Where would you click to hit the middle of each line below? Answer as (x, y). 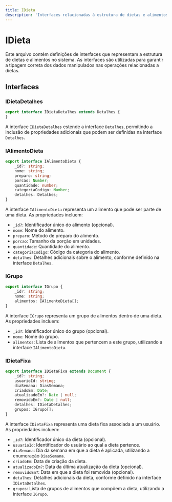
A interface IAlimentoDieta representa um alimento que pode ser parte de (83, 209)
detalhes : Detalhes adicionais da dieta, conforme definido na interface (87, 477)
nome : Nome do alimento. (39, 230)
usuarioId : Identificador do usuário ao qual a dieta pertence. (77, 445)
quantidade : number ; (36, 185)
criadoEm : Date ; (32, 390)
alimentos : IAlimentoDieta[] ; (47, 301)
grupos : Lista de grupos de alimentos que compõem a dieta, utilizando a (89, 488)
